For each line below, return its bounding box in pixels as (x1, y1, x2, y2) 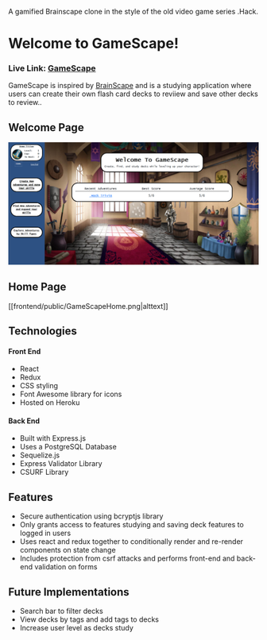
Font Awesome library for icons (19, 389, 122, 399)
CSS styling (19, 381, 58, 391)
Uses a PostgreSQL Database (19, 442, 117, 452)
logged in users (19, 528, 72, 538)
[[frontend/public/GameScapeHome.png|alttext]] (8, 301, 168, 310)
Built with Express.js (19, 434, 86, 443)
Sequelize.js (19, 450, 60, 460)
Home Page (8, 280, 67, 294)
